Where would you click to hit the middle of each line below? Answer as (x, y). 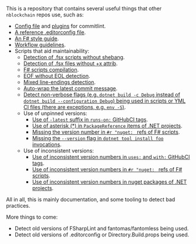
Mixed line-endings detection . (59, 82)
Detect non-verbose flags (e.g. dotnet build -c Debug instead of (102, 94)
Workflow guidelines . (40, 45)
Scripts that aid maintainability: (52, 51)
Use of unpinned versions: (55, 113)
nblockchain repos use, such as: (45, 15)
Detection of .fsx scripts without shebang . (74, 57)
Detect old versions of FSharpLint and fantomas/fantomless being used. (102, 228)
